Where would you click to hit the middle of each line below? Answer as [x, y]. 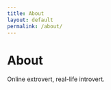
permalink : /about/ [35, 26]
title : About [26, 13]
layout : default [30, 20]
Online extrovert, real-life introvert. [56, 79]
